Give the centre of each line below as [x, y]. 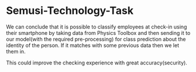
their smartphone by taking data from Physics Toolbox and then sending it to [98, 33]
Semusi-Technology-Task [70, 11]
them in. [16, 51]
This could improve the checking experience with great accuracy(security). [97, 63]
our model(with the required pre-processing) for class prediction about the [96, 39]
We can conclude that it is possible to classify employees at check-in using [97, 27]
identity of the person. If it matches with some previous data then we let [93, 45]
